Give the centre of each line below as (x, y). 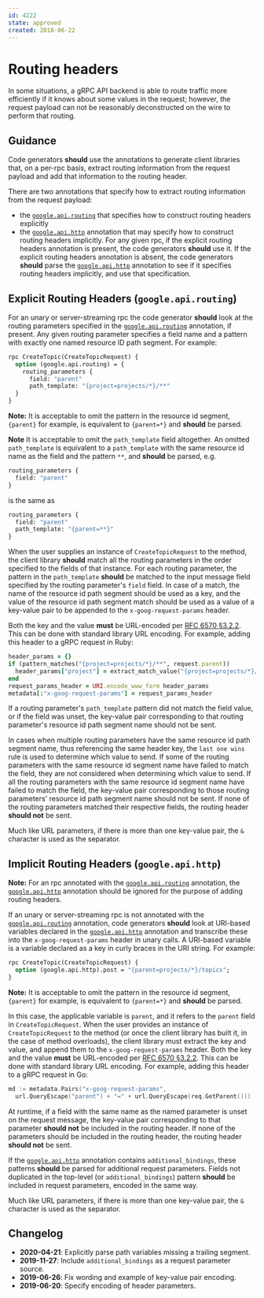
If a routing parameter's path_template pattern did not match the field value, (131, 708)
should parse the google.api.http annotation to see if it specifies (125, 265)
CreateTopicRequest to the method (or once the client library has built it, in (128, 1033)
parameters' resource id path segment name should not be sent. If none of (129, 799)
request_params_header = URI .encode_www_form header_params (109, 686)
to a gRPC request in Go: (48, 1074)
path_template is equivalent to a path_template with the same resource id (126, 448)
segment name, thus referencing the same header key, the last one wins (126, 749)
